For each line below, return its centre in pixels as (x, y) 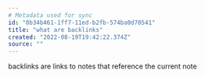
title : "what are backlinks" (56, 30)
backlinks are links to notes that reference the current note (102, 66)
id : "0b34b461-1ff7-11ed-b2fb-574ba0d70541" (82, 23)
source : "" (26, 44)
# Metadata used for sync (50, 15)
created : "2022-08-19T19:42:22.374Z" (70, 37)
